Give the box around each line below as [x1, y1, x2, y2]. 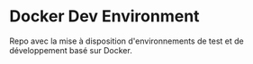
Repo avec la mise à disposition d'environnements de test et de [9, 36, 245, 46]
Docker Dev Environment [9, 6, 200, 27]
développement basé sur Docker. [9, 44, 132, 55]
